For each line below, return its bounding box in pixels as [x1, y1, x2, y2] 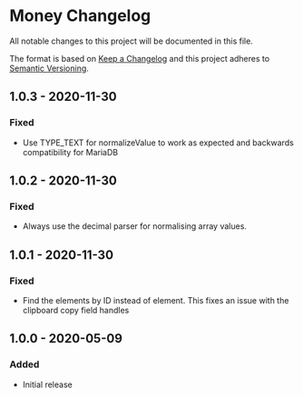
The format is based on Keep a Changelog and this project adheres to [9, 53, 270, 64]
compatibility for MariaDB [22, 146, 119, 157]
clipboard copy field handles [22, 305, 130, 315]
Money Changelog [9, 5, 151, 26]
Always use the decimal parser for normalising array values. [22, 221, 248, 232]
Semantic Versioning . [9, 63, 89, 74]
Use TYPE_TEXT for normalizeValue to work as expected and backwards [22, 137, 295, 148]
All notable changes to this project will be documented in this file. [9, 35, 254, 46]
